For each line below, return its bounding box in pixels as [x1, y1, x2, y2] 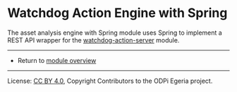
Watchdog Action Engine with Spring [7, 5, 228, 21]
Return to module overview [17, 56, 97, 64]
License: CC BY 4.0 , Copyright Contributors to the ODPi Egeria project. [7, 76, 213, 85]
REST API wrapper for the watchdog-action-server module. [7, 35, 180, 44]
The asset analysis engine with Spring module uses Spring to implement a [7, 28, 222, 37]
